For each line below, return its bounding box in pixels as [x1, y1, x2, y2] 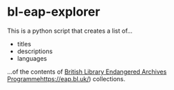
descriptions [17, 47, 53, 55]
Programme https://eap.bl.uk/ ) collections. [7, 74, 126, 82]
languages [17, 54, 47, 62]
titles [17, 40, 32, 48]
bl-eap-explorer [7, 4, 100, 20]
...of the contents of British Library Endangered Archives [7, 67, 167, 76]
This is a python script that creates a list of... [7, 27, 133, 35]
